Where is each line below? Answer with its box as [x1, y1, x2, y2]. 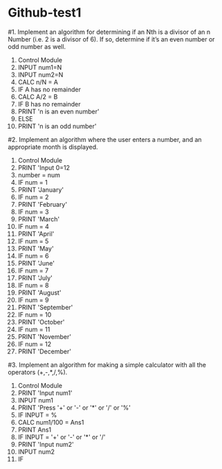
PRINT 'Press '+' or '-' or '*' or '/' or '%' [17, 403, 131, 412]
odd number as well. [8, 42, 66, 50]
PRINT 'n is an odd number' [17, 122, 97, 130]
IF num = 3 [17, 208, 49, 216]
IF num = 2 [17, 192, 49, 201]
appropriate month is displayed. [8, 142, 98, 151]
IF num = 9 [17, 295, 49, 304]
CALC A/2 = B [17, 92, 58, 101]
